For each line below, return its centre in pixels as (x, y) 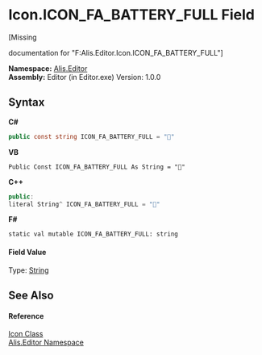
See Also (31, 295)
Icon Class (26, 334)
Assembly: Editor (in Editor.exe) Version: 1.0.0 (85, 77)
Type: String (29, 270)
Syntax (27, 102)
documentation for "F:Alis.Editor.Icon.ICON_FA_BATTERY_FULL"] (116, 52)
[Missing (23, 37)
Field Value (27, 252)
